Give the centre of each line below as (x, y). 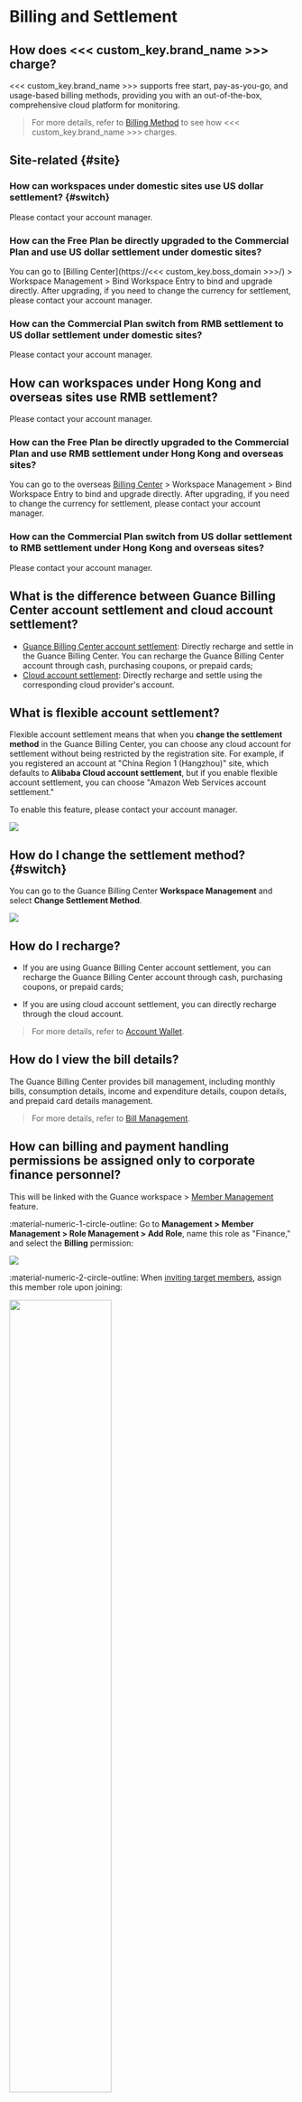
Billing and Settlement (94, 17)
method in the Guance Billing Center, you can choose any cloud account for (151, 744)
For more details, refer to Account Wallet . (108, 1031)
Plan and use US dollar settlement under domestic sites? (136, 252)
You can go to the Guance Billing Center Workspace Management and (141, 891)
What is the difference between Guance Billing (143, 597)
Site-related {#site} (65, 160)
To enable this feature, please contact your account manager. (124, 809)
